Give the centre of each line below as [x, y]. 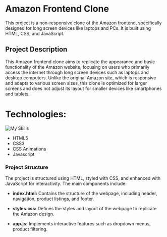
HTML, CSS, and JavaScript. [35, 33]
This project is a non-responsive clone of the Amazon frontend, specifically [83, 23]
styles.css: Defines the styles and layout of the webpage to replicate [85, 208]
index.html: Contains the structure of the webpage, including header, [85, 193]
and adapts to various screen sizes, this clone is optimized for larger [76, 83]
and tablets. [18, 93]
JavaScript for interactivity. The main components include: [66, 183]
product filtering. [30, 229]
